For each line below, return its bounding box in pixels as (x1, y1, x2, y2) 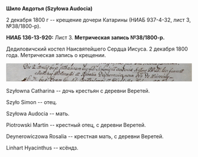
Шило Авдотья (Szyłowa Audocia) (6, 5, 93, 12)
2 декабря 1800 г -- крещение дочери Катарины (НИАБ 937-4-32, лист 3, (6, 16, 192, 23)
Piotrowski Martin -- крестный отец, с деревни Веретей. (6, 122, 146, 129)
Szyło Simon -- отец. (6, 99, 57, 106)
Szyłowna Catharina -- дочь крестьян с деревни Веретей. (6, 88, 150, 95)
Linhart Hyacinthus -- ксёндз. (6, 144, 78, 152)
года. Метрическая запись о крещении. (6, 52, 106, 58)
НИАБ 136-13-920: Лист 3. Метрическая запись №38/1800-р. (6, 34, 165, 41)
